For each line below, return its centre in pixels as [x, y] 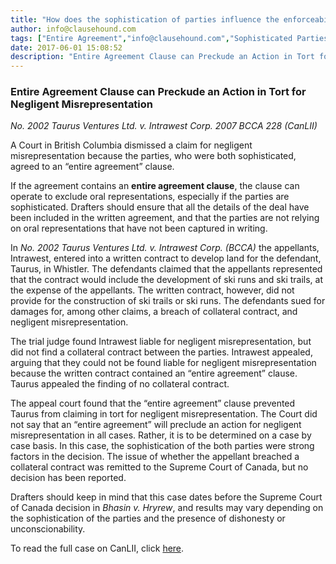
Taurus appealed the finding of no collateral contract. [120, 384]
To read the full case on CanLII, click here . [97, 548]
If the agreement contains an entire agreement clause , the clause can [155, 186]
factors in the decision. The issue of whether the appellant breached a [155, 457]
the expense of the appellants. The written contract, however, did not [152, 290]
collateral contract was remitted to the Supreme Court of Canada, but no [159, 467]
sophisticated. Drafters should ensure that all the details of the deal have [160, 207]
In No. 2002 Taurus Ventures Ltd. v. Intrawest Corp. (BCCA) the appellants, [165, 248]
